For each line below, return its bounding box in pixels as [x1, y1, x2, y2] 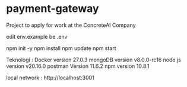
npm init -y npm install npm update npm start [6, 44, 117, 52]
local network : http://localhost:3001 [6, 74, 94, 81]
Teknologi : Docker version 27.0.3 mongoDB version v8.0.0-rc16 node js [6, 56, 181, 63]
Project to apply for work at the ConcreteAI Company [6, 21, 136, 29]
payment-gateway [6, 2, 99, 15]
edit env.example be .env [6, 33, 68, 40]
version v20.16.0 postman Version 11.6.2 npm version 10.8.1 [6, 62, 150, 70]
